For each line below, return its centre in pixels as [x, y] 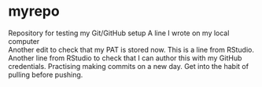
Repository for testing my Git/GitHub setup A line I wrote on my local [119, 33]
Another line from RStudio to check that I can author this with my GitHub [125, 58]
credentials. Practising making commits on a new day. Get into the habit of [129, 66]
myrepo [34, 11]
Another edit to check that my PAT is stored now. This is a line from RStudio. [131, 49]
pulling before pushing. [46, 74]
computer [24, 41]
